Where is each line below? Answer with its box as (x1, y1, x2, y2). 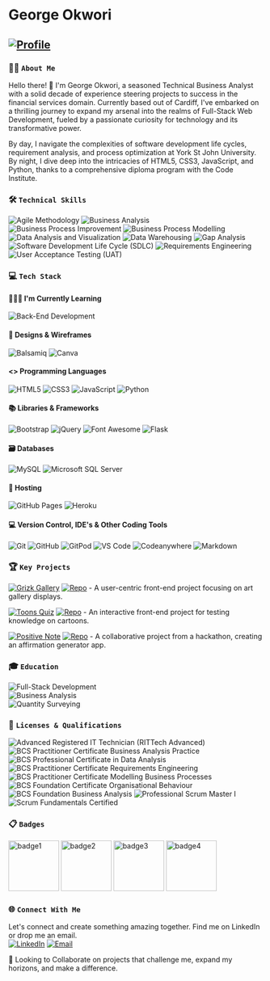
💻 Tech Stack (8, 271, 62, 282)
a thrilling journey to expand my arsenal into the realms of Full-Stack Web (8, 106, 253, 116)
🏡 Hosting (8, 482, 42, 492)
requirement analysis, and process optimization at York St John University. (8, 147, 257, 157)
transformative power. (8, 123, 82, 133)
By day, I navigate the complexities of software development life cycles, (8, 139, 247, 149)
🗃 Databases (8, 443, 54, 453)
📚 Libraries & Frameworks (8, 403, 99, 413)
